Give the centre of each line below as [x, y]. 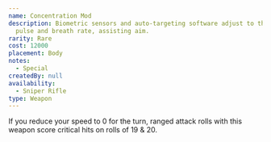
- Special [32, 69]
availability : [32, 83]
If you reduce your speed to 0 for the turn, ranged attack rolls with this [125, 121]
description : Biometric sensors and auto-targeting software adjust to [131, 23]
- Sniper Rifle [41, 91]
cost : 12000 [28, 46]
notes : [19, 61]
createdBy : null [35, 76]
